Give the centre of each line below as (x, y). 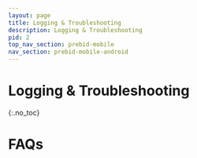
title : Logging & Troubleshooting (65, 23)
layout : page (30, 15)
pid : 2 (19, 37)
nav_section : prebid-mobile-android (68, 52)
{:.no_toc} (24, 112)
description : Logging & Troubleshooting (76, 30)
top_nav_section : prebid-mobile (61, 45)
